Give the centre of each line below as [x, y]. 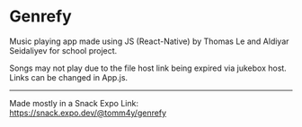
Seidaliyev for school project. [63, 50]
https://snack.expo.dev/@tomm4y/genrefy [88, 113]
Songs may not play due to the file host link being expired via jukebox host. [148, 68]
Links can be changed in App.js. [69, 77]
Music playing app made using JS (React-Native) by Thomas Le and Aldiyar [149, 41]
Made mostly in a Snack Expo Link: [74, 103]
